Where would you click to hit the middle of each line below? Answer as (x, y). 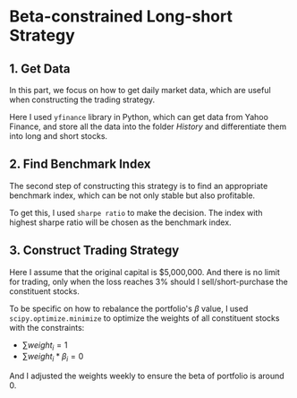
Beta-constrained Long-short (121, 17)
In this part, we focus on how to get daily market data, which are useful (140, 90)
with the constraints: (47, 327)
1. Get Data (40, 69)
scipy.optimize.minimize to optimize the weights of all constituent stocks (144, 318)
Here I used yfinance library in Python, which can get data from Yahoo (139, 117)
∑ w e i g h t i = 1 (45, 346)
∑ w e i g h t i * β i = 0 (53, 358)
